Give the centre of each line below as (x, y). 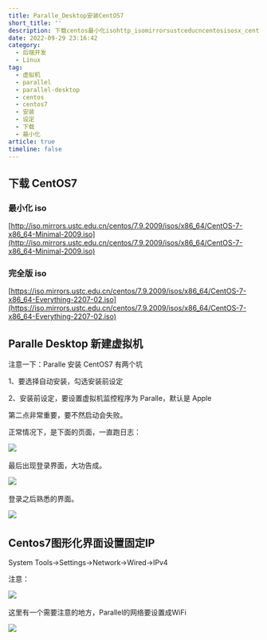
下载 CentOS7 (43, 183)
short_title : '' (35, 23)
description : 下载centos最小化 (57, 30)
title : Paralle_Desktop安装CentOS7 (66, 16)
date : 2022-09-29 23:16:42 (53, 38)
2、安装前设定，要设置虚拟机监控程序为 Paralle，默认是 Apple (110, 399)
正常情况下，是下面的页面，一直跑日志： (75, 432)
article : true (32, 141)
